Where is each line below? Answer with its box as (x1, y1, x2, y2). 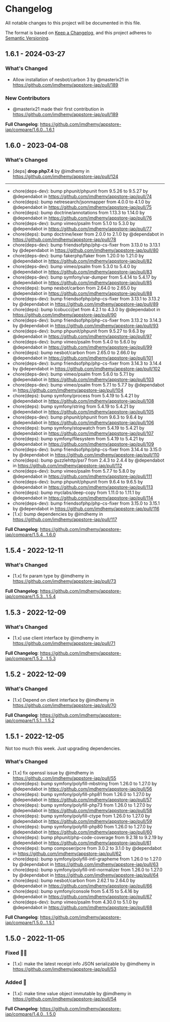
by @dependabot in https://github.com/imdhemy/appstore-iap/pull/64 (12, 872, 159, 878)
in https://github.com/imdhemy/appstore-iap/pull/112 (12, 462, 122, 469)
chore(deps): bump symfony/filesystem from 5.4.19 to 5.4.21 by (12, 435, 144, 441)
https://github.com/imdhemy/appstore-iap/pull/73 (12, 578, 116, 584)
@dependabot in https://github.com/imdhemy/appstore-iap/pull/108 (12, 398, 154, 404)
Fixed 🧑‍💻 (5, 950, 27, 957)
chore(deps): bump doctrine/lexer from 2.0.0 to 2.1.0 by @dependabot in (12, 231, 164, 237)
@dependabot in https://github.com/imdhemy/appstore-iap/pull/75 (12, 204, 152, 210)
